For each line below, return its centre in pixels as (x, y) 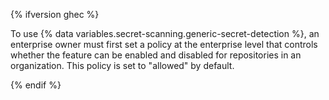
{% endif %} (36, 85)
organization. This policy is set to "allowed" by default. (122, 65)
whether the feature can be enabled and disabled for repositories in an (156, 55)
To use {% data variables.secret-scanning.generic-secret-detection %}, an (165, 33)
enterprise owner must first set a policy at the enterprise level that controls (164, 44)
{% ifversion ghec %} (55, 14)
